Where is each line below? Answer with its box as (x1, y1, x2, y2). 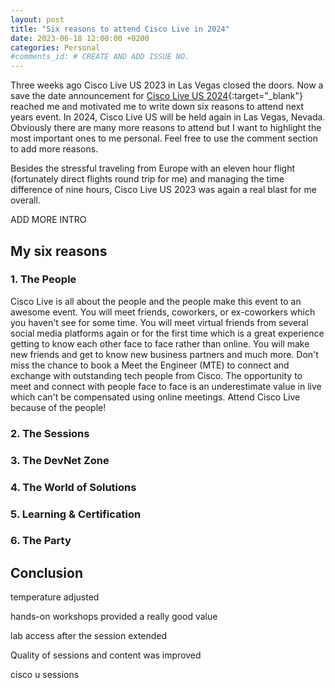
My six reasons (10, 242, 108, 260)
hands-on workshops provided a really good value (10, 611, 218, 623)
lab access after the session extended (10, 630, 168, 642)
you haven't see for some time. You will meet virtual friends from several (10, 316, 309, 328)
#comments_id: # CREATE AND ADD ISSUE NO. (10, 52, 190, 62)
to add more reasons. (10, 143, 99, 155)
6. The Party (10, 534, 72, 548)
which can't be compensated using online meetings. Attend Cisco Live (10, 391, 301, 403)
